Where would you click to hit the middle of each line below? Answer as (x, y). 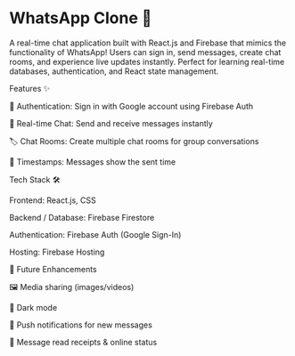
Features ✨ (30, 88)
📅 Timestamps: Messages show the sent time (93, 162)
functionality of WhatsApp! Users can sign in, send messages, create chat (145, 52)
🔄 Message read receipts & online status (83, 342)
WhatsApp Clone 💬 (81, 18)
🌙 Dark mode (33, 307)
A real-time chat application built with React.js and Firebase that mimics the (148, 43)
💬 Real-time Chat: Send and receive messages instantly (111, 123)
